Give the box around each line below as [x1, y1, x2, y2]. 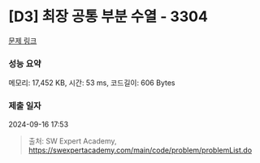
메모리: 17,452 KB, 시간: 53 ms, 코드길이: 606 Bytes [8, 78, 175, 88]
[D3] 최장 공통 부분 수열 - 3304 [8, 7, 209, 26]
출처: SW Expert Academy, [28, 135, 117, 146]
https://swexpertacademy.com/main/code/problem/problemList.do [28, 145, 253, 155]
